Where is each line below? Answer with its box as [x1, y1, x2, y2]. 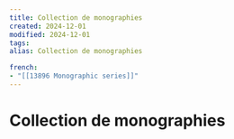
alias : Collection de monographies [9, 47, 143, 56]
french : [9, 63, 39, 72]
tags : [9, 38, 30, 48]
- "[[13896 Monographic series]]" [9, 71, 139, 81]
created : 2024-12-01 [9, 22, 87, 31]
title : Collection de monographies [9, 13, 143, 23]
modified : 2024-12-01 [9, 30, 91, 39]
